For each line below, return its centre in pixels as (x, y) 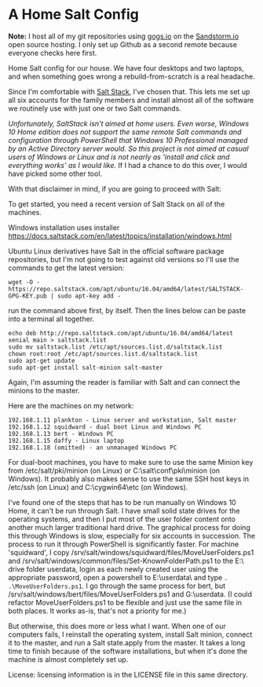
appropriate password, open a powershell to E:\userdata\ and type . (118, 577)
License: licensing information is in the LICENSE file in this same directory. (128, 674)
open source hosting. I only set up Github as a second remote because (123, 44)
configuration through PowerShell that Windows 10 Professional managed (128, 140)
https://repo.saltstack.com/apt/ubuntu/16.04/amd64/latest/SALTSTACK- (126, 289)
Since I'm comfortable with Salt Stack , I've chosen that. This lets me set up (129, 91)
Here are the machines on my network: (71, 405)
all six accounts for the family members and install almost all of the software (131, 100)
